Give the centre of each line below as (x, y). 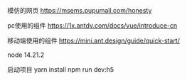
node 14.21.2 (26, 55)
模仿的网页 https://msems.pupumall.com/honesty (80, 10)
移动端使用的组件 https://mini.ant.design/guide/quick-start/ (93, 40)
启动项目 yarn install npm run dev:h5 (61, 69)
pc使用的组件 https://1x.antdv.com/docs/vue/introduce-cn (92, 26)
